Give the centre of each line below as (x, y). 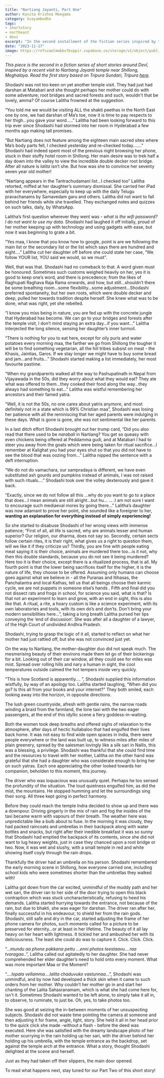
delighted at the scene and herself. (40, 1051)
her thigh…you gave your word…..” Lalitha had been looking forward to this (80, 120)
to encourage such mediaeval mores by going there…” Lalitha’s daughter (78, 505)
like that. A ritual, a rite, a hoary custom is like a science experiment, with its (81, 604)
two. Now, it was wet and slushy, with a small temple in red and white (74, 847)
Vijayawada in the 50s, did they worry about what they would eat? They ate (81, 379)
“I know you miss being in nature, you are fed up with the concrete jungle (79, 313)
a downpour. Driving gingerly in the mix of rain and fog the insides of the (78, 811)
